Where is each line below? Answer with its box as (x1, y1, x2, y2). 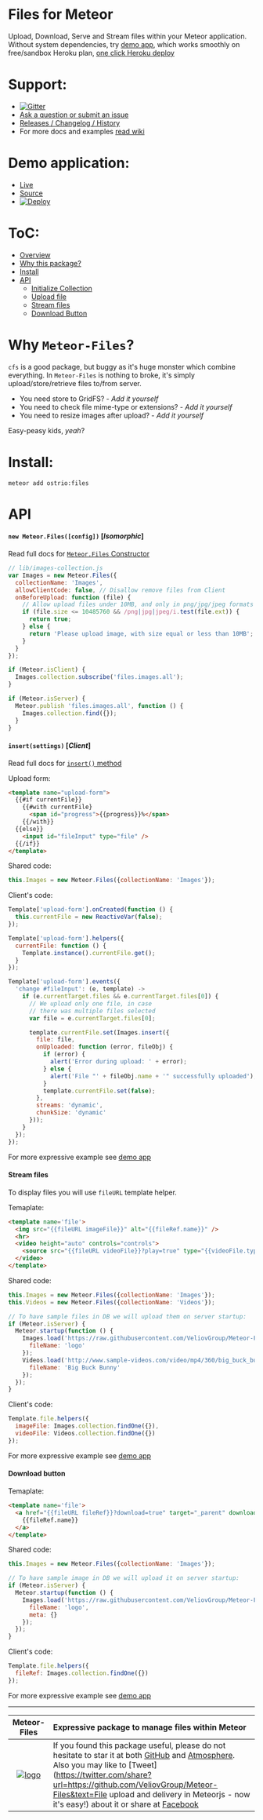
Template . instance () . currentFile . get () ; (22, 949, 156, 957)
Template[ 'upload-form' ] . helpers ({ (8, 934, 124, 943)
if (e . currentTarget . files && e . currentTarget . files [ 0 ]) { (22, 993, 219, 1001)
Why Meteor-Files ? (8, 336, 135, 354)
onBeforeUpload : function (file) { (15, 593, 131, 601)
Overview (19, 250, 51, 260)
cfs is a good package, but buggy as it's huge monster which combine (8, 362, 236, 371)
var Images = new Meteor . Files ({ (8, 571, 117, 579)
